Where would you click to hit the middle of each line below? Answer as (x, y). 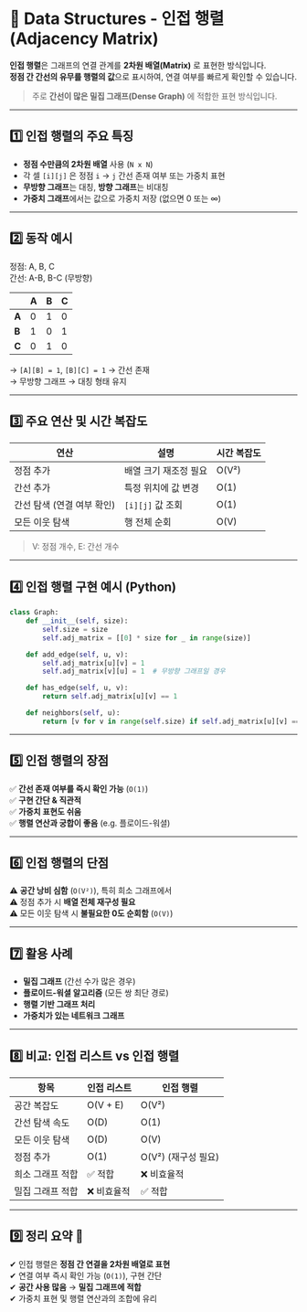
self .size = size (75, 629)
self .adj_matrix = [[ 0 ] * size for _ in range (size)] (147, 638)
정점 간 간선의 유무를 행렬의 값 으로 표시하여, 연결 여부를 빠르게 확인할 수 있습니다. (153, 76)
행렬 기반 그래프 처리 (59, 1004)
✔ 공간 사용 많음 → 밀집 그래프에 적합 (75, 1286)
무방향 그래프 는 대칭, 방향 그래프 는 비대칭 (95, 187)
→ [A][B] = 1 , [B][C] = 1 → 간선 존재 (80, 369)
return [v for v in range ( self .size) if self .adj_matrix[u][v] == (171, 721)
